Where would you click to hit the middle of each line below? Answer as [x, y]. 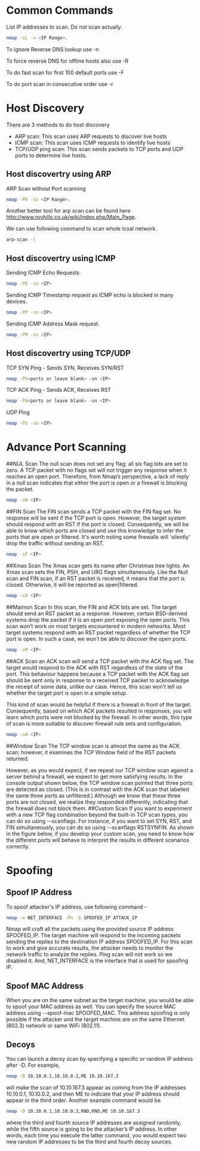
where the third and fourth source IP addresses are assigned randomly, [94, 1122]
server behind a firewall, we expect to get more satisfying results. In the [94, 776]
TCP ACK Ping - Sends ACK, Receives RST [59, 390]
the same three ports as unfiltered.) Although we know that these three [93, 796]
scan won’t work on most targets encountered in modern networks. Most [96, 626]
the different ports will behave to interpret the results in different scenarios [98, 840]
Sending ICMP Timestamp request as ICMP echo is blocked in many [90, 295]
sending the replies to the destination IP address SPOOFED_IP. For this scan [99, 942]
